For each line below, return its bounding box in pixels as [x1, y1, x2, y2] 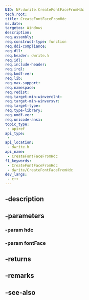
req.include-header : [5, 62, 47, 67]
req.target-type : [5, 103, 41, 108]
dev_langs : [5, 172, 27, 177]
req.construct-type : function [5, 39, 67, 44]
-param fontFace [5, 239, 46, 246]
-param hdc [5, 226, 34, 233]
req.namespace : [5, 85, 36, 90]
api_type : [5, 131, 25, 136]
